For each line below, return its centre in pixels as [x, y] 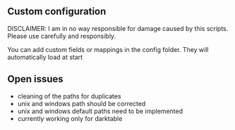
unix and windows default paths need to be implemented [100, 111]
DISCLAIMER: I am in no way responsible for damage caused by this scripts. [118, 28]
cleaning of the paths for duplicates [69, 96]
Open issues [35, 79]
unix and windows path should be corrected [82, 103]
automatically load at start [45, 57]
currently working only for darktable [70, 118]
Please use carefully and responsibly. [62, 36]
